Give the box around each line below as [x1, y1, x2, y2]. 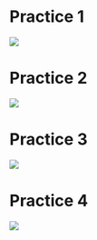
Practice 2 [9, 68, 88, 88]
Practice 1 [9, 6, 84, 27]
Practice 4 [9, 191, 89, 211]
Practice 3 [9, 129, 88, 150]
